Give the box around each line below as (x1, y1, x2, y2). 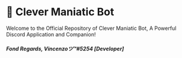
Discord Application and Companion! (6, 30, 96, 37)
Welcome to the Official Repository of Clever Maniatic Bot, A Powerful (6, 25, 177, 32)
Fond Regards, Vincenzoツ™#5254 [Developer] (6, 45, 124, 52)
